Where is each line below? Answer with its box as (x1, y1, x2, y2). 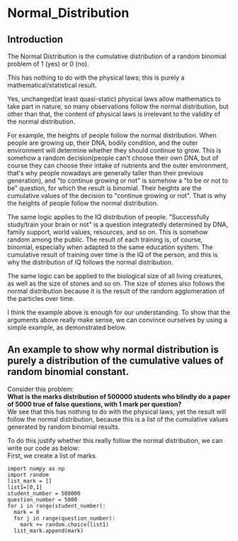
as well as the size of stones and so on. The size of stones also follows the (7, 279, 225, 288)
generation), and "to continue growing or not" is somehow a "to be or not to (7, 176, 229, 185)
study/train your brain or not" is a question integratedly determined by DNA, (7, 220, 229, 229)
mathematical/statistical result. (7, 81, 97, 89)
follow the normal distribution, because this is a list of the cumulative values (7, 415, 229, 423)
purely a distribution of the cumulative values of (7, 355, 224, 367)
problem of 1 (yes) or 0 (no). (7, 60, 89, 68)
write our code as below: (7, 444, 80, 452)
